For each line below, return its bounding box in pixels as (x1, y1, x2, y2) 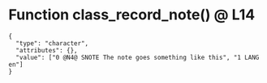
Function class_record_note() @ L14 (8, 6, 256, 24)
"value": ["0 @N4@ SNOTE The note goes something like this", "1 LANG (15, 53, 260, 61)
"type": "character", (15, 39, 89, 48)
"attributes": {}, (15, 46, 79, 54)
